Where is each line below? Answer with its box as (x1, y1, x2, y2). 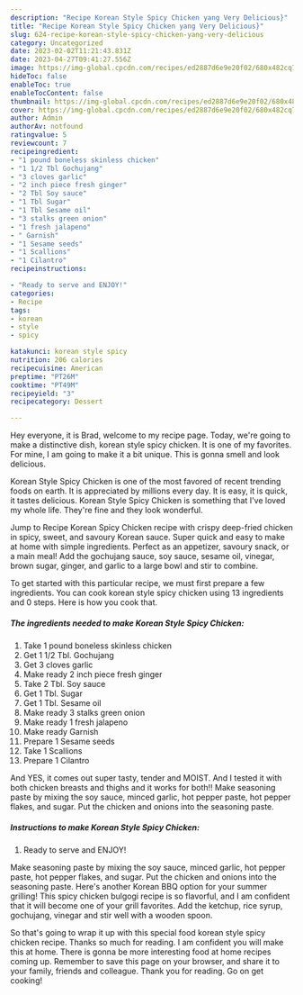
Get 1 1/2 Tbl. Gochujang (22, 650, 115, 661)
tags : (10, 305, 31, 315)
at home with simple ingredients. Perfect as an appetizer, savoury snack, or (10, 541, 290, 552)
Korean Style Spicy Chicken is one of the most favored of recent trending (10, 476, 281, 487)
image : (10, 64, 35, 73)
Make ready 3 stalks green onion (22, 708, 146, 719)
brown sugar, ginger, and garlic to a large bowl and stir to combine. (10, 560, 259, 572)
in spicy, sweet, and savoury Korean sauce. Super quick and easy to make (10, 532, 286, 543)
